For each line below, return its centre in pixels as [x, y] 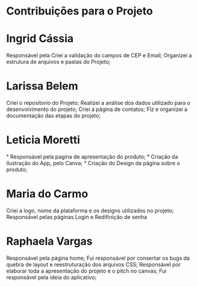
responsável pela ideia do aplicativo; [51, 277]
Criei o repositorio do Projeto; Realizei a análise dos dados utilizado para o [98, 103]
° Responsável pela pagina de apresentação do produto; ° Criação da [92, 157]
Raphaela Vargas [49, 241]
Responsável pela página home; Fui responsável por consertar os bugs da [98, 258]
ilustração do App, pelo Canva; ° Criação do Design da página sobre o [93, 163]
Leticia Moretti [43, 140]
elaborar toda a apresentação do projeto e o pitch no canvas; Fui [86, 271]
